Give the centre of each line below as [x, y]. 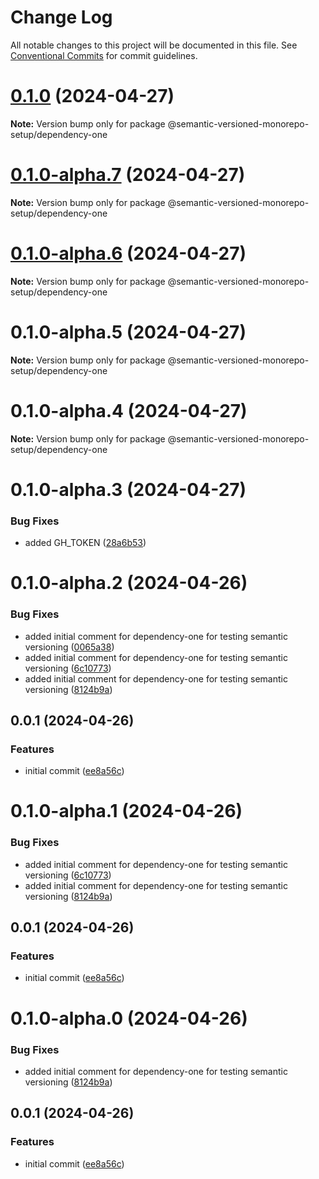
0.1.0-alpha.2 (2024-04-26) [129, 583]
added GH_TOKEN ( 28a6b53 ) [85, 543]
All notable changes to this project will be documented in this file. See [154, 45]
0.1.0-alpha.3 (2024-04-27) [128, 489]
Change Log [61, 17]
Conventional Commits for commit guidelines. [104, 55]
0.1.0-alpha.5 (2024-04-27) [128, 332]
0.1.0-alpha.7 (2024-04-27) [128, 175]
